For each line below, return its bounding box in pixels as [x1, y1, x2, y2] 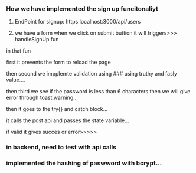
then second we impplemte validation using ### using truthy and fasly [6, 70, 177, 77]
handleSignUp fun [14, 36, 59, 43]
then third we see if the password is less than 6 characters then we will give [6, 88, 191, 95]
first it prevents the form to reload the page [6, 58, 111, 66]
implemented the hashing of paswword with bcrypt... [6, 159, 162, 167]
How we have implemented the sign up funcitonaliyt [6, 5, 158, 13]
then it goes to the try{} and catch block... [6, 106, 108, 113]
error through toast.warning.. [6, 94, 77, 102]
